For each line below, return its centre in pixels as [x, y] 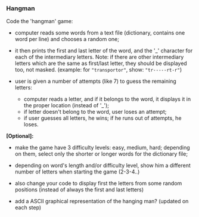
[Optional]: [20, 136]
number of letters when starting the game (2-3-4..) [77, 172]
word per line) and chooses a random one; [67, 39]
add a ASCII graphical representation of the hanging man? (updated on [102, 201]
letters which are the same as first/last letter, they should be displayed [101, 63]
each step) [28, 207]
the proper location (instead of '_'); [66, 106]
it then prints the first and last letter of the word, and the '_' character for [104, 51]
